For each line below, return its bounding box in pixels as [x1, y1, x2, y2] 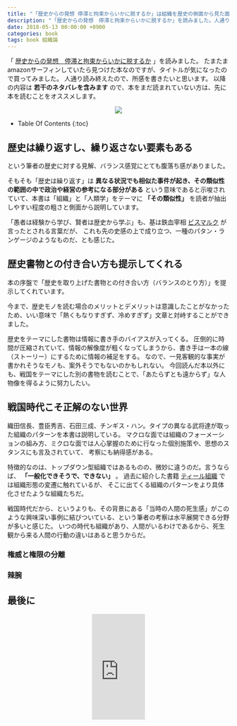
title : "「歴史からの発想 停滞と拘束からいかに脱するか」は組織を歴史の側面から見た [7, 10, 225, 18]
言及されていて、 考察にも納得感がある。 [37, 448, 157, 456]
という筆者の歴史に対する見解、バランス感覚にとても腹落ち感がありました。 [7, 161, 229, 170]
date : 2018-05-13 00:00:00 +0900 [7, 23, 106, 30]
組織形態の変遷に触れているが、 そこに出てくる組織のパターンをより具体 [13, 480, 224, 488]
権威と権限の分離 [7, 550, 66, 560]
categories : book [7, 30, 59, 37]
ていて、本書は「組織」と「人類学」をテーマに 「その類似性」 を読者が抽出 [7, 194, 227, 202]
